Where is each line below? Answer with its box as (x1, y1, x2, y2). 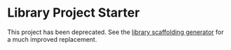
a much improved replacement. (7, 35, 97, 43)
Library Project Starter (7, 5, 140, 21)
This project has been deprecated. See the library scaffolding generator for (7, 28, 224, 36)
